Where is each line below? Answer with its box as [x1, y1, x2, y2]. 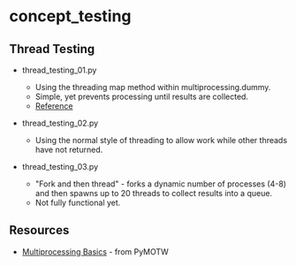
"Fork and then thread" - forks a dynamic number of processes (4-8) [34, 179, 287, 189]
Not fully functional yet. [34, 197, 121, 208]
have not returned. [34, 144, 103, 155]
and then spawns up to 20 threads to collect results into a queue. [34, 188, 272, 198]
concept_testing [9, 6, 132, 27]
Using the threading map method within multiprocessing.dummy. [34, 82, 271, 92]
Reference [34, 101, 73, 111]
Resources [9, 223, 70, 238]
